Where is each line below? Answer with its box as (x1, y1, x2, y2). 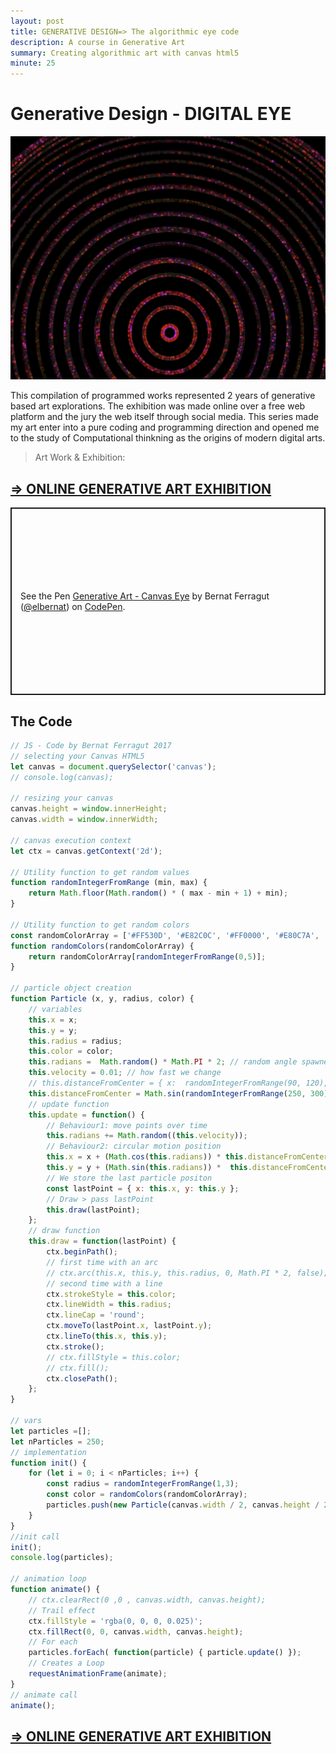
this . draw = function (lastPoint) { (28, 1236, 177, 1247)
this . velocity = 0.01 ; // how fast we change (28, 1068, 222, 1078)
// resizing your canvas (10, 793, 114, 804)
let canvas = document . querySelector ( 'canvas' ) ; (10, 761, 217, 772)
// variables (28, 1004, 83, 1014)
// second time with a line (46, 1278, 163, 1289)
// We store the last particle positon (46, 1173, 213, 1183)
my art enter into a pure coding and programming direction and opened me (10, 421, 320, 434)
